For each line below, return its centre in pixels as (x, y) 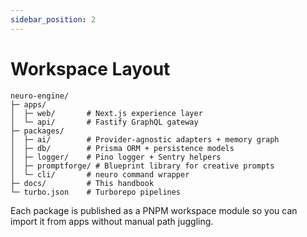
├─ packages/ (37, 131)
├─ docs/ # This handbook (82, 183)
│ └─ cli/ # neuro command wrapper (100, 174)
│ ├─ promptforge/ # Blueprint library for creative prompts (142, 166)
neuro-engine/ (40, 96)
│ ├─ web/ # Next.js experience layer (106, 113)
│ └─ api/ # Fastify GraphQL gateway (104, 122)
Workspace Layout (90, 68)
